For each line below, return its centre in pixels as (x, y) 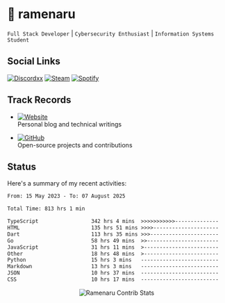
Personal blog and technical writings (69, 124)
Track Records (39, 100)
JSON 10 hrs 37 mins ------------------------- (113, 273)
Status (22, 166)
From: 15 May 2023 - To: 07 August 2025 (67, 196)
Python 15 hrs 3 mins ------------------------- (113, 260)
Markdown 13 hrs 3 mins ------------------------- (113, 267)
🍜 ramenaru (42, 14)
